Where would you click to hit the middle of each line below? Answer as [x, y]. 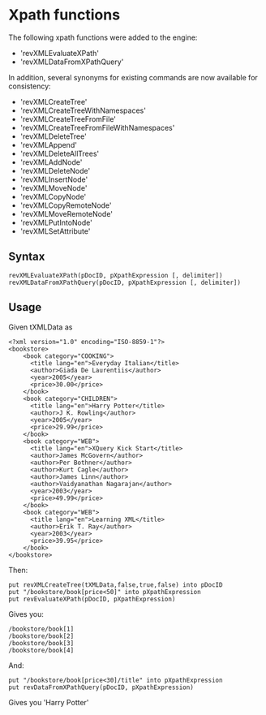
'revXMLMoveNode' [54, 187]
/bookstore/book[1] [41, 629]
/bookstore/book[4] [41, 650]
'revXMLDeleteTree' [53, 136]
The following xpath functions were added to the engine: [103, 37]
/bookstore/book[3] [41, 643]
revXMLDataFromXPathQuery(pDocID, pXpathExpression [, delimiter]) [125, 282]
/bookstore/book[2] [41, 636]
